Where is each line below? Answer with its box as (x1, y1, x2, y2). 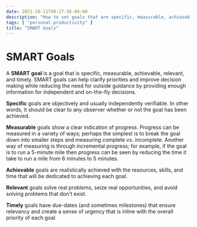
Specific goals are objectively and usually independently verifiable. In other (6, 100, 189, 107)
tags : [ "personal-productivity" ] (6, 19, 93, 25)
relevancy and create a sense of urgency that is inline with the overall (6, 208, 174, 215)
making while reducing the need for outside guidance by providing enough (6, 82, 186, 89)
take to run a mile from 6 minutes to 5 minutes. (6, 155, 119, 162)
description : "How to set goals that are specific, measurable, (6, 14, 167, 20)
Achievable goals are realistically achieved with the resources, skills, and (6, 166, 184, 173)
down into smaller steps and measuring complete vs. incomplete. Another (6, 136, 184, 143)
